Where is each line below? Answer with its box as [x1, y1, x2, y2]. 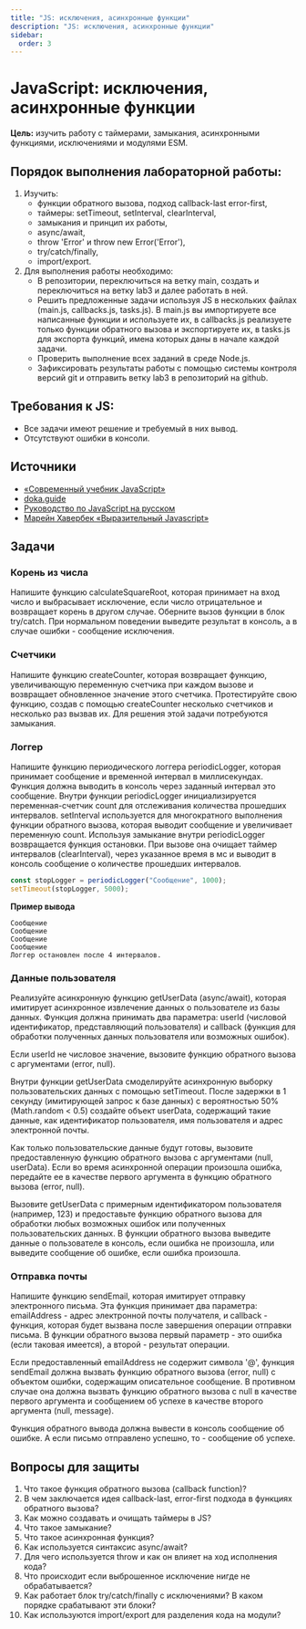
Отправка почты [10, 1269, 87, 1282]
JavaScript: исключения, [10, 78, 209, 99]
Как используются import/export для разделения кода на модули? [23, 1610, 281, 1621]
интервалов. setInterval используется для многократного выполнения [10, 809, 283, 820]
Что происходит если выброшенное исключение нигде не [23, 1571, 250, 1582]
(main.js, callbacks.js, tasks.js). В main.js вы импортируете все [36, 305, 277, 315]
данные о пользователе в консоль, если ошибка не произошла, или [10, 1237, 275, 1248]
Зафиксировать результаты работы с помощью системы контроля [36, 362, 297, 373]
